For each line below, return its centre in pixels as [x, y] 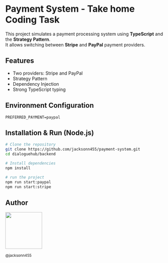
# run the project [25, 177]
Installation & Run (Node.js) [50, 133]
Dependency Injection [36, 84]
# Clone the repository [31, 145]
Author [17, 202]
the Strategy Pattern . [28, 39]
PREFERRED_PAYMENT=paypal [33, 117]
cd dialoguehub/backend [31, 154]
